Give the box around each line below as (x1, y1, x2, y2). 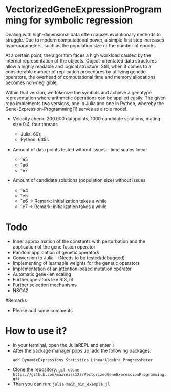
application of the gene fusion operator (12, 243, 96, 250)
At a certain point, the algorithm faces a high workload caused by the (5, 52, 151, 58)
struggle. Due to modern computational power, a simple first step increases (5, 37, 164, 43)
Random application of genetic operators (12, 249, 99, 255)
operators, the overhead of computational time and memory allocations (5, 74, 156, 80)
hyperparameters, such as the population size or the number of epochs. (5, 42, 157, 48)
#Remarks (5, 297, 27, 303)
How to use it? (5, 325, 67, 337)
